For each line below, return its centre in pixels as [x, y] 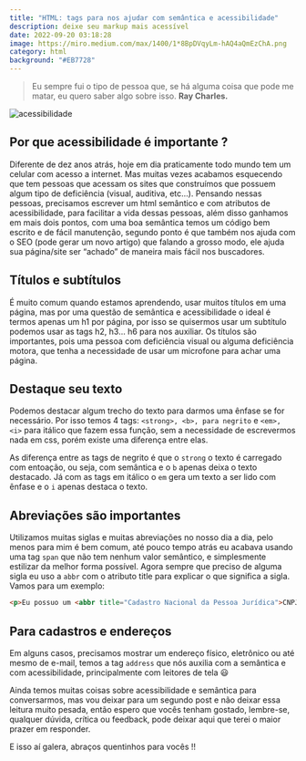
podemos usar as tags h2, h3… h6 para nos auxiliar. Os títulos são [133, 331]
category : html [38, 52]
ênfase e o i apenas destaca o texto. [79, 487]
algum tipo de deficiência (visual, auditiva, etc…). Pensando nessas [136, 193]
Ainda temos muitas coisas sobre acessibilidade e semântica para [133, 690]
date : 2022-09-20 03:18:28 [61, 35]
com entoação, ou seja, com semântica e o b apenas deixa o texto [133, 467]
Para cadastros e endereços [91, 631]
